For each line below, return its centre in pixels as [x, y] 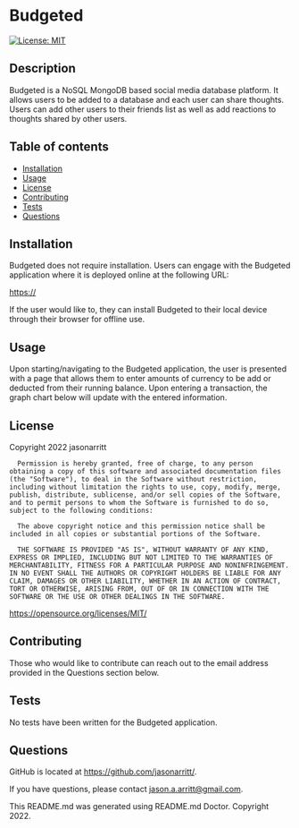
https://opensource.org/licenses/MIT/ [78, 613]
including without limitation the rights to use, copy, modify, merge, [145, 487]
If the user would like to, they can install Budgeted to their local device [138, 310]
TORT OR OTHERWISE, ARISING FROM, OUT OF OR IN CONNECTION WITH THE [139, 589]
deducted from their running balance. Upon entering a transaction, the [138, 388]
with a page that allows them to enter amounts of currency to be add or [140, 379]
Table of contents [59, 147]
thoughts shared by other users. [68, 118]
